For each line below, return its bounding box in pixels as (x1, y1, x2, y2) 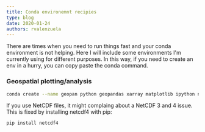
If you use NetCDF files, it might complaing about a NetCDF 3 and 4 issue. (6, 102, 193, 109)
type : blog (6, 15, 34, 21)
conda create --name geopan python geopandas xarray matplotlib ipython (6, 91, 195, 97)
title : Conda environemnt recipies (6, 9, 97, 15)
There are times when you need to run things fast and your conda (6, 43, 171, 50)
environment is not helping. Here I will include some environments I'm (6, 49, 181, 57)
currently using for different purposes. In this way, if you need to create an (6, 55, 193, 63)
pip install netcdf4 (6, 120, 59, 127)
